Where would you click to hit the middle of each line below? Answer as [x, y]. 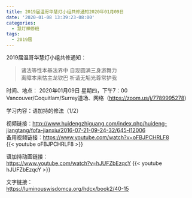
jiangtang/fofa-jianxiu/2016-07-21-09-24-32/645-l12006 [76, 130]
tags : [13, 34]
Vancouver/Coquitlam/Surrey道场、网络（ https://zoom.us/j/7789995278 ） [98, 98]
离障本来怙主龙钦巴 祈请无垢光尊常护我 [69, 78]
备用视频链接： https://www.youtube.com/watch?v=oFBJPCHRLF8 [88, 137]
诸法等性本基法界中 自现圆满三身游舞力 [69, 70]
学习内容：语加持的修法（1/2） [44, 111]
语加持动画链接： [27, 156]
